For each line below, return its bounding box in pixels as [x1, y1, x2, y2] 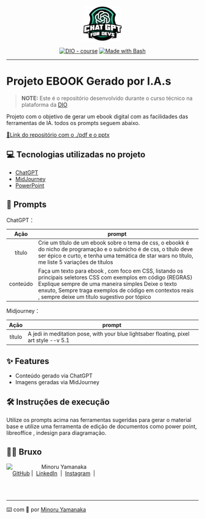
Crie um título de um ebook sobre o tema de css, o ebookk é [38, 239, 189, 246]
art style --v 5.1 [27, 336, 70, 344]
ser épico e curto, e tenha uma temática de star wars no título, [38, 252, 193, 259]
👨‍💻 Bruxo [6, 447, 42, 457]
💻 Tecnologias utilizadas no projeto [6, 149, 146, 160]
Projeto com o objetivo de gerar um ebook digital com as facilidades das [6, 113, 189, 120]
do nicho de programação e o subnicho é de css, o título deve [38, 246, 193, 253]
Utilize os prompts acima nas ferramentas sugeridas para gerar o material [6, 416, 192, 423]
